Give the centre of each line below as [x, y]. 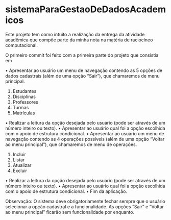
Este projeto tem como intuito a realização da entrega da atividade [75, 34]
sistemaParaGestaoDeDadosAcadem [86, 9]
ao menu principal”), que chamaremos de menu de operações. [71, 144]
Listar [19, 160]
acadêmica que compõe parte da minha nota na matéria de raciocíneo [79, 40]
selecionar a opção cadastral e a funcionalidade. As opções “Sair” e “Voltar [85, 206]
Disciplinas [24, 96]
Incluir [19, 154]
